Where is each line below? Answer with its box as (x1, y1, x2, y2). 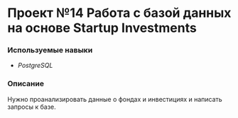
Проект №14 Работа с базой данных (7, 5, 232, 21)
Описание (7, 79, 45, 89)
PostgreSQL (17, 61, 53, 70)
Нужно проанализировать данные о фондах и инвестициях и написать (7, 95, 222, 103)
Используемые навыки (7, 45, 93, 55)
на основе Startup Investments (7, 20, 197, 36)
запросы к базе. (7, 102, 57, 111)
